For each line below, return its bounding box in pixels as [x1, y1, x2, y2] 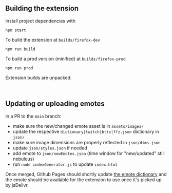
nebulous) [12, 156, 34, 162]
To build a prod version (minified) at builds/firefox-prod [5, 55, 126, 62]
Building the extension [5, 4, 79, 13]
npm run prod [5, 65, 33, 71]
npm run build [5, 46, 36, 52]
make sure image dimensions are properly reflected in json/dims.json [12, 139, 161, 145]
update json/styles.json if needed [12, 145, 87, 151]
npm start [5, 28, 27, 33]
